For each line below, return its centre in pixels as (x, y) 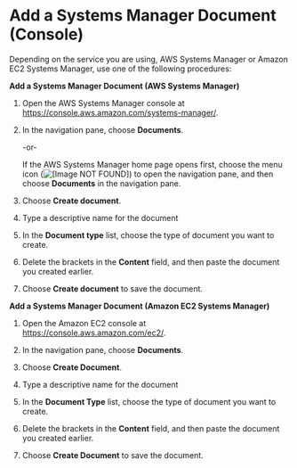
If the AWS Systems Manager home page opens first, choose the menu (152, 164)
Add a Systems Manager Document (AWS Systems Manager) (124, 86)
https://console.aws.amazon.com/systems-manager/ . (120, 112)
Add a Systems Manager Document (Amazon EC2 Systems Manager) (140, 306)
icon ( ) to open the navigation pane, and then (148, 174)
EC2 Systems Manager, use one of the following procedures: (120, 69)
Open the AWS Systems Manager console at (103, 103)
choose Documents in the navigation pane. (101, 183)
